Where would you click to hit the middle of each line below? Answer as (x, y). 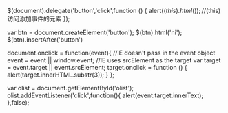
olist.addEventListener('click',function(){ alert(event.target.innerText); (105, 95)
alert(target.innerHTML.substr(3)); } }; (61, 75)
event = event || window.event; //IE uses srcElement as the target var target (114, 60)
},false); (18, 102)
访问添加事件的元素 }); (39, 18)
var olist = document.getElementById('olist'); (71, 88)
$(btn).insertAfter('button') (45, 40)
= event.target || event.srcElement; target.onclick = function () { (97, 67)
